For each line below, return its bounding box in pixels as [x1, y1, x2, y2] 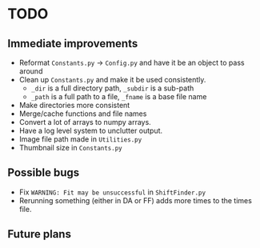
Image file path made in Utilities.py [18, 134, 142, 144]
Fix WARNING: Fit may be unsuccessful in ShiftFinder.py [18, 187, 206, 197]
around [18, 66, 43, 76]
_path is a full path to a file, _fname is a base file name [30, 92, 207, 101]
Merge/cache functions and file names [18, 109, 147, 118]
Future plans [7, 227, 71, 241]
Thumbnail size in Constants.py [18, 143, 122, 152]
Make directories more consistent [18, 101, 130, 110]
